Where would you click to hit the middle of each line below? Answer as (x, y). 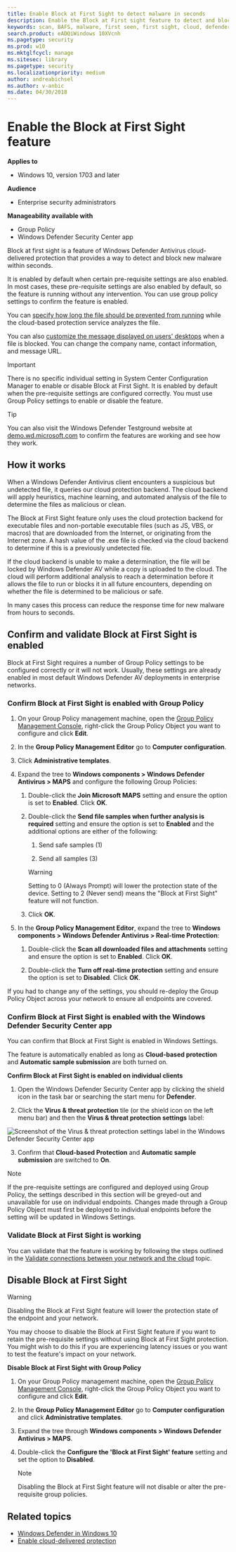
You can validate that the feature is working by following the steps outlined (115, 1250)
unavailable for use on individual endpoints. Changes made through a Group (118, 1202)
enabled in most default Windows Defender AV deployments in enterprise (113, 677)
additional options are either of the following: (93, 831)
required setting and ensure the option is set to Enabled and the (121, 824)
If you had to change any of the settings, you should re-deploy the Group (113, 991)
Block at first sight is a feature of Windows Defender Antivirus (97, 251)
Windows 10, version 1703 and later (68, 175)
